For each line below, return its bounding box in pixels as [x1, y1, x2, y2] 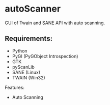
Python [12, 47, 28, 54]
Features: [5, 84, 25, 90]
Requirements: [5, 34, 53, 43]
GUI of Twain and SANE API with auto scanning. [5, 20, 105, 26]
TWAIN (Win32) [12, 74, 45, 81]
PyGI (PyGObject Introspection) [12, 53, 78, 59]
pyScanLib [12, 64, 35, 70]
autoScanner [5, 3, 61, 15]
